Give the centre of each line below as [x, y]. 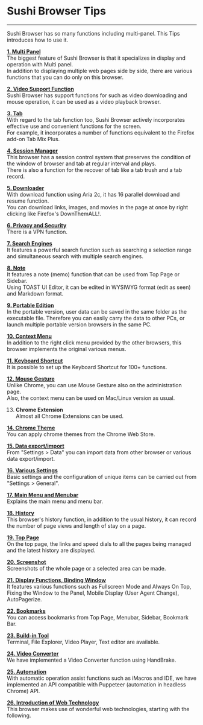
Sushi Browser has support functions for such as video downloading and [97, 95]
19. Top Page [23, 537]
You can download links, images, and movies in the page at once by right [98, 207]
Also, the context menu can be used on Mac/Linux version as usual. [91, 398]
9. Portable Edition [30, 305]
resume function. [28, 201]
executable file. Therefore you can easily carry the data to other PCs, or [96, 318]
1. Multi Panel [24, 51]
